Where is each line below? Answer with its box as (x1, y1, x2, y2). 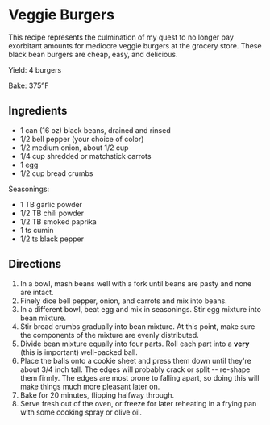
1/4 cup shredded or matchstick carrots (19, 151, 152, 160)
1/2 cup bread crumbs (19, 168, 93, 178)
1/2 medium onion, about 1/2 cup (19, 143, 129, 152)
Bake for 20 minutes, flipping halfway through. (19, 390, 175, 400)
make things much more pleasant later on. (19, 381, 160, 391)
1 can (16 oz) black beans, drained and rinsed (19, 125, 171, 135)
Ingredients (8, 104, 68, 118)
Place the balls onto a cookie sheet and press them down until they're (19, 356, 252, 365)
